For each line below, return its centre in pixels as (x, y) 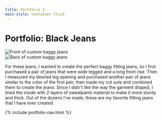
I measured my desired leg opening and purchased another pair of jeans (78, 77)
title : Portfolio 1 (25, 10)
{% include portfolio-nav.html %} (38, 113)
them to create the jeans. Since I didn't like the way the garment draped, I (79, 87)
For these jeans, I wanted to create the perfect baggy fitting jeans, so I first (81, 67)
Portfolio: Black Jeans (51, 38)
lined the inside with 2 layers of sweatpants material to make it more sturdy (81, 93)
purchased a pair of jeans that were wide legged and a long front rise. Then (81, 72)
